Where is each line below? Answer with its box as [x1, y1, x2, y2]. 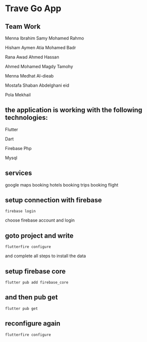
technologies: [5, 114, 48, 122]
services [5, 169, 33, 177]
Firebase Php [5, 145, 32, 151]
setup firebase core [5, 267, 66, 275]
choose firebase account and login [5, 217, 75, 223]
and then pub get [5, 293, 58, 302]
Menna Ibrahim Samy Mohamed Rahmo [5, 35, 84, 41]
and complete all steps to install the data [5, 253, 86, 259]
